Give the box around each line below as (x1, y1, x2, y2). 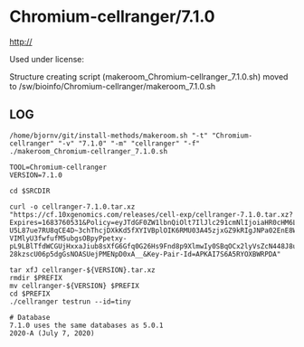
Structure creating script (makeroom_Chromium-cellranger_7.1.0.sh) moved (9, 70, 289, 82)
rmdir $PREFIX (9, 273, 63, 282)
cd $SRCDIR (9, 186, 51, 195)
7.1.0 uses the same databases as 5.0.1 (9, 321, 165, 330)
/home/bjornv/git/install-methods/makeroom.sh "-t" (9, 131, 208, 140)
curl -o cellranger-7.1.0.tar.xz (9, 202, 136, 211)
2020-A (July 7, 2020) (9, 328, 95, 338)
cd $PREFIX (9, 289, 51, 298)
